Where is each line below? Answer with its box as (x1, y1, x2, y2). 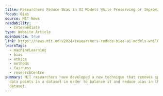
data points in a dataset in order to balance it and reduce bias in (9, 79, 153, 84)
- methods (9, 61, 29, 66)
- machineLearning (9, 48, 47, 52)
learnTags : (5, 43, 27, 48)
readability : (5, 20, 32, 26)
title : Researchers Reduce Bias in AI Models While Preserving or (5, 7, 142, 12)
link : (5, 39, 16, 44)
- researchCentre (9, 70, 45, 75)
